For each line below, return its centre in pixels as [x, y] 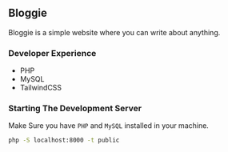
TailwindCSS [41, 88]
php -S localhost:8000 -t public [64, 140]
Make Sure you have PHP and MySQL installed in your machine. [109, 126]
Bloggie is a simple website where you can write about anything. [114, 32]
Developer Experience [52, 53]
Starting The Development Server [75, 109]
